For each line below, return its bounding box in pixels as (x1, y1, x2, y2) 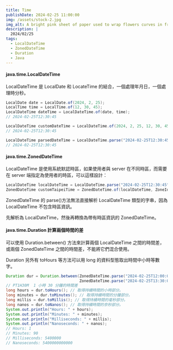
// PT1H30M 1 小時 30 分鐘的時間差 (6, 283, 78, 288)
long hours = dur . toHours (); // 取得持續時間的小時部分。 (6, 288, 123, 293)
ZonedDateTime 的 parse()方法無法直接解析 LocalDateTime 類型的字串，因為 (6, 197, 168, 203)
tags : (6, 36, 17, 42)
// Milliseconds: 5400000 (6, 336, 61, 341)
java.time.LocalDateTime (6, 71, 61, 77)
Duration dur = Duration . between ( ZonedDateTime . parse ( (6, 273, 126, 279)
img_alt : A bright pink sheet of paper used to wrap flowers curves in (6, 22, 162, 27)
